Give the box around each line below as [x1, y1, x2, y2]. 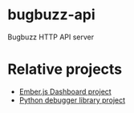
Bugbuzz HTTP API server [7, 32, 94, 42]
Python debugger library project [18, 95, 126, 105]
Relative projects [7, 60, 123, 79]
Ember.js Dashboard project [18, 87, 112, 96]
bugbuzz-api [7, 6, 95, 24]
